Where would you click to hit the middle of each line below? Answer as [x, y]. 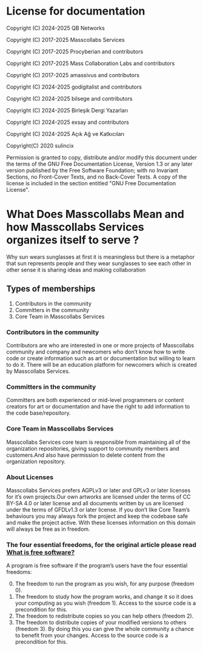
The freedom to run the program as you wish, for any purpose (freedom [105, 584]
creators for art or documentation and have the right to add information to [98, 407]
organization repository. [36, 461]
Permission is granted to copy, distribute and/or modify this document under [102, 157]
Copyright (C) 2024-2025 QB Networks [55, 28]
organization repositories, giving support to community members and [93, 448]
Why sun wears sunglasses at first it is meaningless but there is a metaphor [101, 257]
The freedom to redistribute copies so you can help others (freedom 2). [104, 616]
